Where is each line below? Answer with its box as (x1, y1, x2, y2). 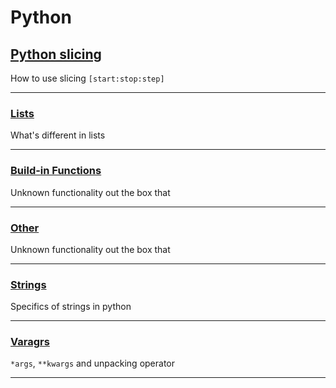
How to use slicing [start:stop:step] (10, 72, 165, 84)
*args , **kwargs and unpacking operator (10, 357, 175, 370)
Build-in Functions (10, 164, 102, 178)
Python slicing (10, 46, 102, 63)
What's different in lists (10, 129, 106, 141)
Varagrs (10, 335, 50, 349)
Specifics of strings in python (10, 301, 132, 313)
